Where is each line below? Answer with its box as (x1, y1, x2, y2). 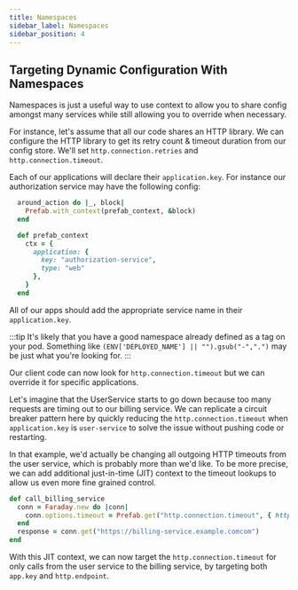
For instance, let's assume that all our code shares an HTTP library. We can (9, 126, 285, 138)
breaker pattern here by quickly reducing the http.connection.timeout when (9, 413, 288, 423)
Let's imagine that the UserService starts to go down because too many (9, 394, 272, 405)
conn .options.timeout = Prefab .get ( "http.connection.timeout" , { (25, 511, 272, 520)
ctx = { (25, 239, 53, 248)
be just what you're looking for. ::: (9, 350, 131, 360)
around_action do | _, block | (17, 199, 125, 208)
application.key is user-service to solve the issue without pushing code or (9, 422, 285, 433)
